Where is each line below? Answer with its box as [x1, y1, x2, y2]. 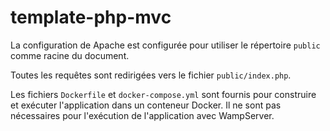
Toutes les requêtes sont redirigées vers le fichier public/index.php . [10, 69, 292, 81]
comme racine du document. [10, 49, 130, 61]
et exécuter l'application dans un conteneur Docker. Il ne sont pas [10, 99, 282, 111]
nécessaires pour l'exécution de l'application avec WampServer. [10, 109, 275, 121]
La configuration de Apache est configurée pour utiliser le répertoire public [10, 39, 321, 51]
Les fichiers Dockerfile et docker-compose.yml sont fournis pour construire [10, 88, 317, 100]
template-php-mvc [10, 6, 172, 29]
